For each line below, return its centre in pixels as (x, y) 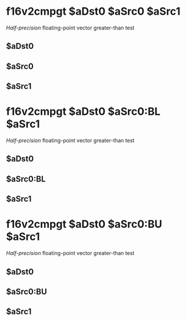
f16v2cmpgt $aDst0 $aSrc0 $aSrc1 (93, 11)
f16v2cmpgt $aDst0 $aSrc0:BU (84, 224)
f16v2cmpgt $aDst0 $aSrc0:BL (83, 112)
